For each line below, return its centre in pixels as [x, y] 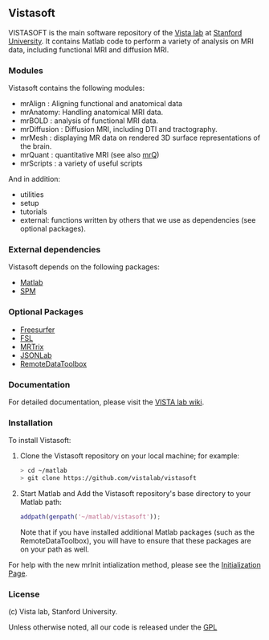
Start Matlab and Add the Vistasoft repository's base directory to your [135, 494]
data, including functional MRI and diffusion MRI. [89, 49]
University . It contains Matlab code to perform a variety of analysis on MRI [131, 41]
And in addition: [35, 179]
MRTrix [32, 347]
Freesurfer [37, 330]
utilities [32, 195]
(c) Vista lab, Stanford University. [63, 612]
